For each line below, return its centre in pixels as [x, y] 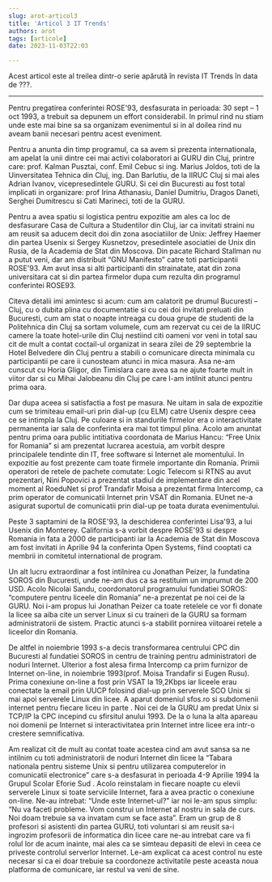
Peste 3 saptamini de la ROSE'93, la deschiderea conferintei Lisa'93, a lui [130, 522]
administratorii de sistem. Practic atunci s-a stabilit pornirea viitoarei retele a [136, 623]
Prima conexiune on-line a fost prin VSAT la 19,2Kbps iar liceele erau [123, 682]
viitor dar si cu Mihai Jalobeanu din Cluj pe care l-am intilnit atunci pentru [130, 379]
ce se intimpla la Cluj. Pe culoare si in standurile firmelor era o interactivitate [135, 420]
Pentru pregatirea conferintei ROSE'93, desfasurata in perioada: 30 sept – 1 [134, 108]
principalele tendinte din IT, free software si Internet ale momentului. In [126, 455]
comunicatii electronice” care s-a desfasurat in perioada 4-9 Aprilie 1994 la [134, 775]
